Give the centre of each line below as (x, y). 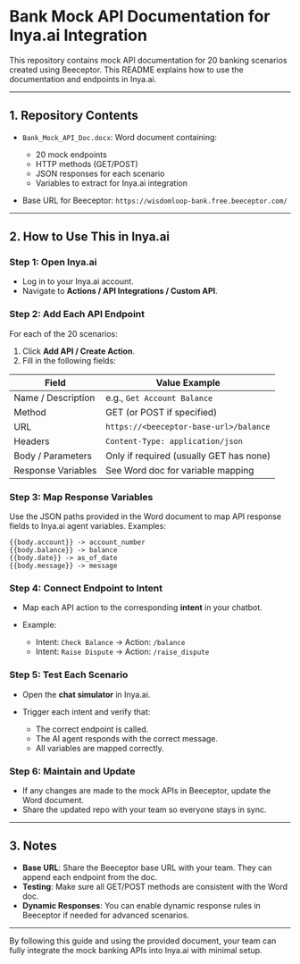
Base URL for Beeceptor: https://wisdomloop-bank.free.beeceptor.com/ (155, 200)
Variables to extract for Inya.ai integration (111, 183)
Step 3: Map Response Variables (81, 497)
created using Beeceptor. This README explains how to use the (126, 70)
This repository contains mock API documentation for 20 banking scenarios (148, 60)
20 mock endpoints (71, 155)
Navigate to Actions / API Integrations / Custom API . (120, 291)
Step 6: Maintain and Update (72, 771)
